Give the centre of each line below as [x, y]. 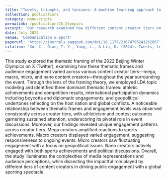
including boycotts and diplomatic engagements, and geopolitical [72, 98]
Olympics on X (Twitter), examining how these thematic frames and [74, 66]
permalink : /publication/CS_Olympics [44, 24]
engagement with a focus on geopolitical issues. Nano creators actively [78, 145]
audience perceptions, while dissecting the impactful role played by [74, 161]
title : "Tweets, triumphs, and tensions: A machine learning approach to [83, 10]
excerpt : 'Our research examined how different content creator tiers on [83, 28]
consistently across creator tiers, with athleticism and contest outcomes [79, 114]
